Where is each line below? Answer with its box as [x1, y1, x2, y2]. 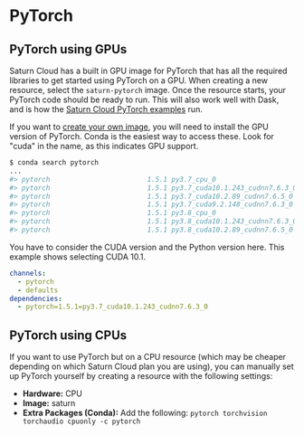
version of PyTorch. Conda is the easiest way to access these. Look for [9, 131, 274, 141]
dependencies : [9, 294, 63, 303]
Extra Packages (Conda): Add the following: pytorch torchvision [22, 408, 268, 419]
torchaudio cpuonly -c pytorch [22, 417, 141, 426]
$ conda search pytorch [9, 158, 100, 167]
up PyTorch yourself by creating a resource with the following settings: [9, 371, 273, 382]
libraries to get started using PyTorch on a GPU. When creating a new [9, 75, 269, 86]
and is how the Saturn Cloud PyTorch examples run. [9, 104, 204, 114]
